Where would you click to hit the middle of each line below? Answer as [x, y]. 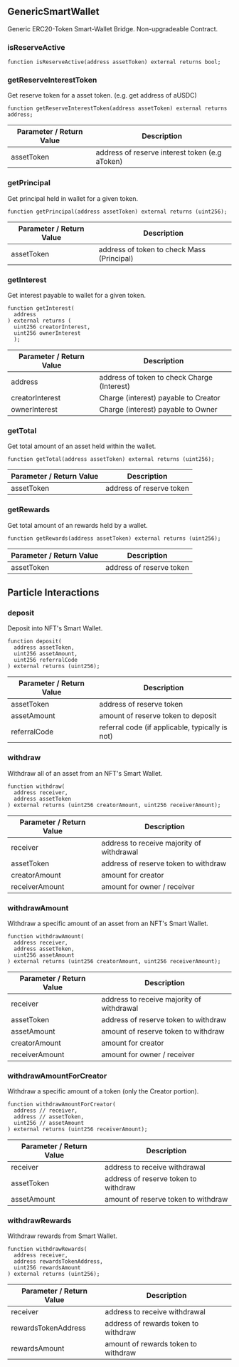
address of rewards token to [152, 1324]
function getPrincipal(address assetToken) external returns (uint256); [117, 212]
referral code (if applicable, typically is [163, 727]
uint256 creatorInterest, [52, 327]
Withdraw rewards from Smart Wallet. [62, 1236]
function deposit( [34, 641]
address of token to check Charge [156, 377]
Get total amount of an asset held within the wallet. [82, 446]
